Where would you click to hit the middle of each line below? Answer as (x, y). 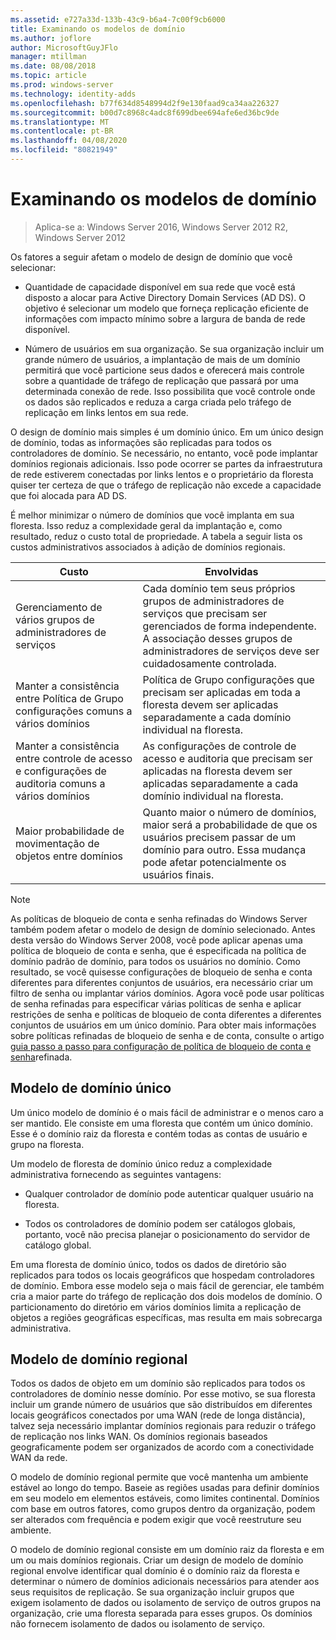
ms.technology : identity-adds (73, 94)
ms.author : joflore (51, 38)
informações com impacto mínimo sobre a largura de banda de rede (165, 318)
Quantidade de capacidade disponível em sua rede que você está (160, 287)
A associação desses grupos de (217, 638)
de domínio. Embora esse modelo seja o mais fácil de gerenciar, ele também (167, 1285)
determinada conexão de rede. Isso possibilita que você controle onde (170, 391)
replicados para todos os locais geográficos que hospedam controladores (162, 1275)
